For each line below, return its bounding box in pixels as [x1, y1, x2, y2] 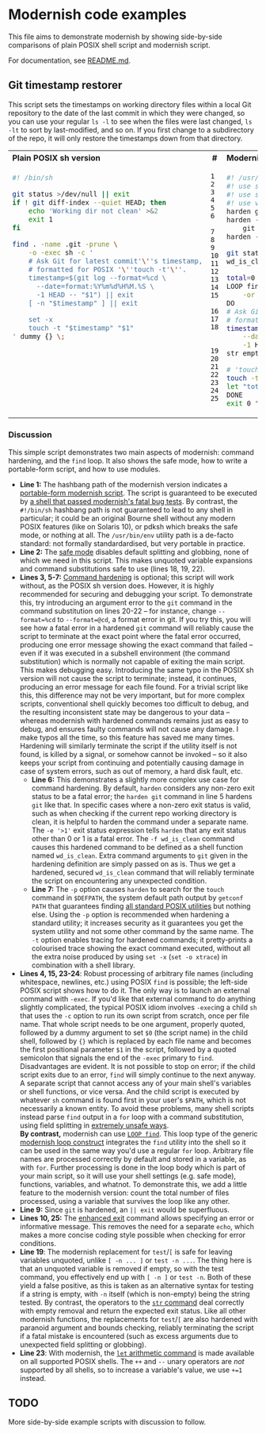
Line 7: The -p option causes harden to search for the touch [31, 884, 224, 894]
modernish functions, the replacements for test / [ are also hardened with [19, 1314, 259, 1324]
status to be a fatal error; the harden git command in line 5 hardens [31, 791, 253, 801]
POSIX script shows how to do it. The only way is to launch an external [19, 986, 251, 995]
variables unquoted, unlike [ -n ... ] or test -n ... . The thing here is [19, 1255, 252, 1265]
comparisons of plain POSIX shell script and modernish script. [8, 40, 211, 49]
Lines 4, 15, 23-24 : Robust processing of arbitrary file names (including [19, 968, 253, 978]
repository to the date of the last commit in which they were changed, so [8, 108, 245, 117]
